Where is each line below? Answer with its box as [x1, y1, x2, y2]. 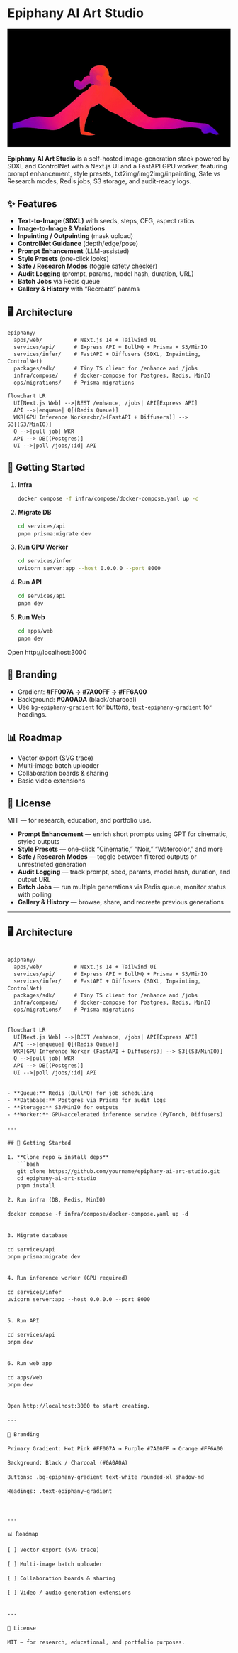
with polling [17, 890, 52, 899]
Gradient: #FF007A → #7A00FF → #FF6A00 [17, 688, 147, 696]
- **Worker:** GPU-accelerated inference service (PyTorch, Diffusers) [7, 1111, 223, 1118]
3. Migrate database [7, 1231, 69, 1239]
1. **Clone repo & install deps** [7, 1153, 110, 1160]
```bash [16, 1160, 40, 1167]
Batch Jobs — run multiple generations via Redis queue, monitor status [17, 883, 227, 892]
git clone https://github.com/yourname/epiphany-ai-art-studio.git [16, 1167, 220, 1175]
